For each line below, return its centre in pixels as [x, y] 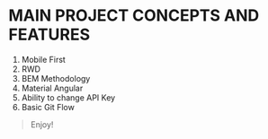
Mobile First [44, 59]
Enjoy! [42, 124]
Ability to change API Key [68, 97]
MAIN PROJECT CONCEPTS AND [134, 16]
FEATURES [49, 35]
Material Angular [52, 88]
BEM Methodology [56, 78]
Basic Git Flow [48, 107]
